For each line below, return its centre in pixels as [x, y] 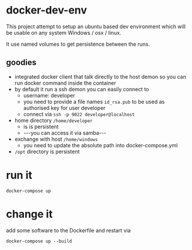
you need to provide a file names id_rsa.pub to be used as [94, 102]
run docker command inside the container [65, 83]
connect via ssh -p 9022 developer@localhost [79, 114]
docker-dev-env [47, 10]
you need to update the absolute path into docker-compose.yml [100, 145]
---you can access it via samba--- [65, 133]
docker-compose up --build [39, 241]
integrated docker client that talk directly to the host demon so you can [100, 76]
